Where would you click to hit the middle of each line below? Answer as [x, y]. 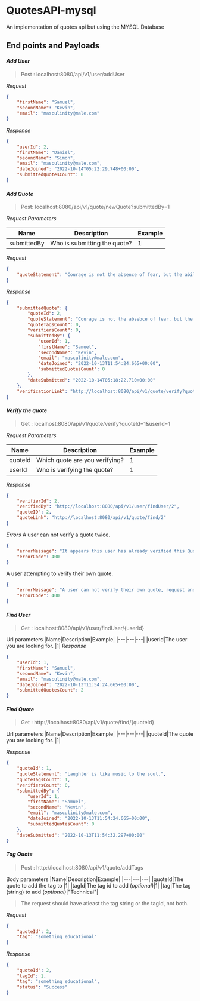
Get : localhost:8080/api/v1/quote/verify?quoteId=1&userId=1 [96, 423]
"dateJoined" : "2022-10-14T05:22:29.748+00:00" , [78, 169]
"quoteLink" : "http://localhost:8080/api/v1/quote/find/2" [92, 518]
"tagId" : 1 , [32, 976]
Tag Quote [19, 854]
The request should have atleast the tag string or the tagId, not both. [104, 903]
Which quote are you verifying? [80, 460]
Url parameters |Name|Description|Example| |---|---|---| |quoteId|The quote [100, 734]
